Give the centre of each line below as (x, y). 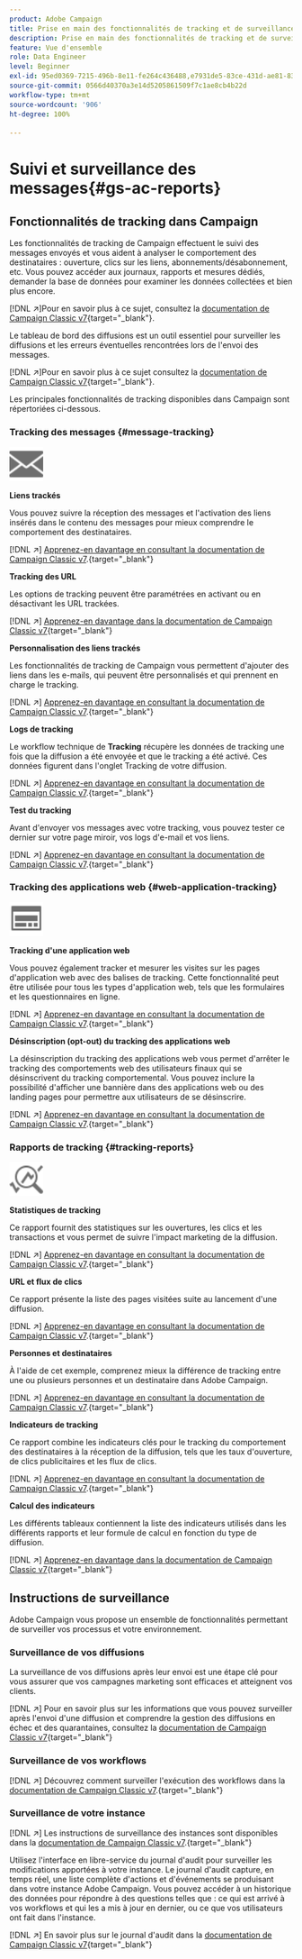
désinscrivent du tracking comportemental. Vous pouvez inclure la (132, 1078)
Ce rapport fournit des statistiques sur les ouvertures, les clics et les (136, 1228)
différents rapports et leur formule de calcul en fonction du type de (133, 1533)
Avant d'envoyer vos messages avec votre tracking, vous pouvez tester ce (147, 827)
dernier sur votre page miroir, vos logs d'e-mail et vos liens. (120, 837)
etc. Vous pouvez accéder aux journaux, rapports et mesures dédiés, (137, 272)
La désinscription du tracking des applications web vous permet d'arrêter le (150, 1058)
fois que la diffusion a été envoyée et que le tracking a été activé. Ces (138, 756)
